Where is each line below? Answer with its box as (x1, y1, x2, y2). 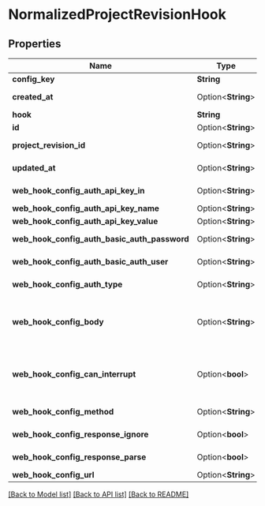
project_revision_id (12, 140, 85, 151)
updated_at (12, 163, 56, 173)
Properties (8, 37, 62, 51)
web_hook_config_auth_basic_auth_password (12, 234, 189, 244)
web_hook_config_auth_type (12, 279, 123, 290)
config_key (12, 73, 55, 84)
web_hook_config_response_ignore (12, 429, 149, 440)
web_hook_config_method (12, 407, 114, 417)
